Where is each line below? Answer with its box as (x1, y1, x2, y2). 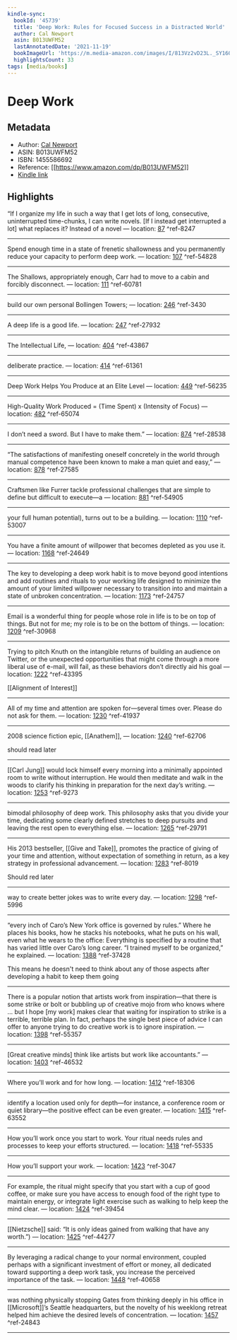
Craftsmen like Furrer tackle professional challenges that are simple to (7, 486, 212, 494)
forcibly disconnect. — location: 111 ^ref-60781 (7, 280, 142, 289)
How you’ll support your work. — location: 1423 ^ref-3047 (7, 1162, 176, 1170)
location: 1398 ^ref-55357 (7, 1030, 83, 1039)
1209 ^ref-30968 (7, 627, 56, 636)
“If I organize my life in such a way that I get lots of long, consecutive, (7, 209, 209, 218)
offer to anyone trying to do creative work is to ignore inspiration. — (7, 1023, 205, 1031)
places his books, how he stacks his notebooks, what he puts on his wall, (7, 928, 220, 937)
